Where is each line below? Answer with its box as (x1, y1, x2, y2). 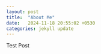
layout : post (6, 8, 39, 15)
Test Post (6, 42, 30, 49)
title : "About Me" (6, 14, 55, 20)
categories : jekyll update (6, 25, 74, 32)
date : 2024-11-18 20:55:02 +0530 (6, 20, 96, 26)
